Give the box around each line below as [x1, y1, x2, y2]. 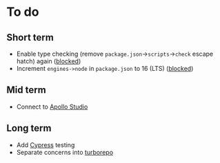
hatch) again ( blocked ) [16, 57, 81, 65]
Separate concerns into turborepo [16, 148, 114, 156]
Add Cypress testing [16, 140, 75, 149]
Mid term [6, 84, 46, 96]
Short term [6, 32, 54, 43]
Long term [6, 122, 52, 134]
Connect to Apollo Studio [16, 102, 88, 111]
